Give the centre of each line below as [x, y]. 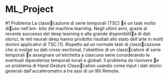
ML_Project [29, 9]
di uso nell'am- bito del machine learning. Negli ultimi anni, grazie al [76, 28]
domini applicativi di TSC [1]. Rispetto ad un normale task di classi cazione [83, 44]
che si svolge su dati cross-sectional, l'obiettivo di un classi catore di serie [83, 49]
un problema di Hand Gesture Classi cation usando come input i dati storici [83, 65]
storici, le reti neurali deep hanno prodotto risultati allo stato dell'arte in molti [84, 39]
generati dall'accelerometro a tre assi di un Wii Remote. [62, 70]
